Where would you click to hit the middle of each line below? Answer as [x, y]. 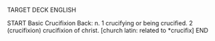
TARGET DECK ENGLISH [42, 10]
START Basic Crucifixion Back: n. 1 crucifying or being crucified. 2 [100, 23]
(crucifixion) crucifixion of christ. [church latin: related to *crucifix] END [108, 30]
